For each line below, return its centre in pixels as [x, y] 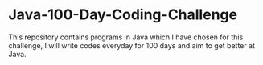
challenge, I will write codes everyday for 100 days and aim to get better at [132, 45]
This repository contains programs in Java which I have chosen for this [126, 37]
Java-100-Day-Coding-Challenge [123, 15]
